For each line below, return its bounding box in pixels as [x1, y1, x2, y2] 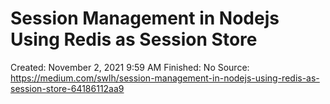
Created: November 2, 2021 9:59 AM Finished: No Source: [10, 61, 250, 73]
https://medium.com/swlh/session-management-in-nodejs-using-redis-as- [10, 72, 320, 84]
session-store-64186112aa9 [10, 82, 125, 94]
